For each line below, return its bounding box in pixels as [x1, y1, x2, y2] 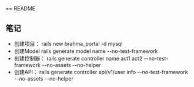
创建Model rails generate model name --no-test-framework [14, 47, 158, 55]
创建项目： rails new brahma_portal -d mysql [14, 40, 123, 47]
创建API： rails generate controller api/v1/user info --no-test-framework [14, 68, 189, 75]
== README [5, 5, 36, 12]
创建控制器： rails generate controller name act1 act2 [14, 55, 143, 62]
